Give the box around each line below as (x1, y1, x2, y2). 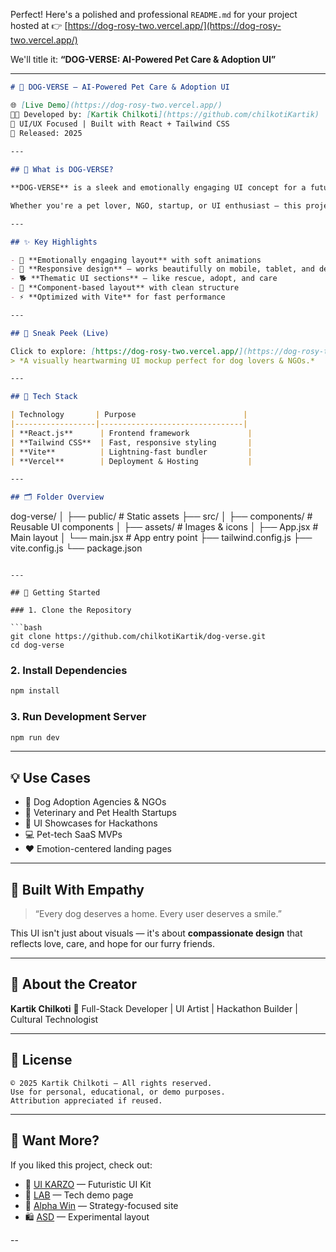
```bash (10, 623, 43, 633)
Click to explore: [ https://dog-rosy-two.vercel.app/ (10, 346, 240, 356)
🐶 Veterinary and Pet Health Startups (24, 807, 177, 819)
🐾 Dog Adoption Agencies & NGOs (24, 796, 167, 808)
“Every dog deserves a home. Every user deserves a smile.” (34, 908, 282, 920)
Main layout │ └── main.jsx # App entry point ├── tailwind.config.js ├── (10, 532, 313, 544)
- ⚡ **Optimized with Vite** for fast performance (10, 292, 226, 302)
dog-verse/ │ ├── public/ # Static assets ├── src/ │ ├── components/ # (10, 510, 313, 523)
